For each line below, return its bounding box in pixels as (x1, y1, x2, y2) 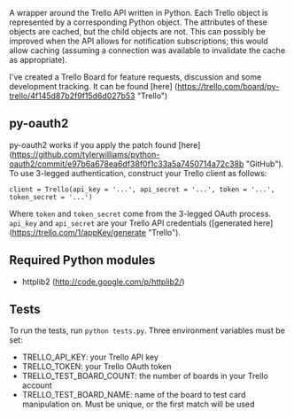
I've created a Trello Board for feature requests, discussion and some (9, 72, 262, 82)
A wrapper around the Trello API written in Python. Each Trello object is (9, 8, 268, 18)
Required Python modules (9, 252, 156, 268)
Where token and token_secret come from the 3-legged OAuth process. (9, 208, 272, 219)
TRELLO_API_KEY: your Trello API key (21, 352, 159, 362)
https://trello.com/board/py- (176, 81, 280, 91)
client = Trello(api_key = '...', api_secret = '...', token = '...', (9, 185, 275, 194)
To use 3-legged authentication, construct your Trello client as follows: (9, 167, 267, 178)
